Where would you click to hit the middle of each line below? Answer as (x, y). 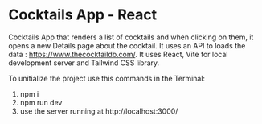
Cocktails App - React (83, 15)
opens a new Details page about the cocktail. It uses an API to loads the (127, 45)
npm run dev (41, 102)
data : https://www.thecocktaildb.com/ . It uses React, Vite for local (118, 54)
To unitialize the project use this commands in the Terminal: (107, 78)
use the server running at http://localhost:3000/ (99, 111)
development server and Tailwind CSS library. (84, 63)
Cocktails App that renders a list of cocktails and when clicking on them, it (131, 37)
